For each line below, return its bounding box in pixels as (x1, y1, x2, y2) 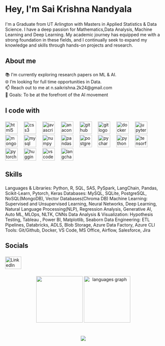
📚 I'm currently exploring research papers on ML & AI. (5, 72, 116, 78)
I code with (5, 106, 40, 115)
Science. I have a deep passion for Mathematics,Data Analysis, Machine (5, 26, 153, 33)
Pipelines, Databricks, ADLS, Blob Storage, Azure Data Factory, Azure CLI (5, 222, 155, 228)
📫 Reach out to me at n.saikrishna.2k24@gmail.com (5, 85, 112, 91)
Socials (5, 241, 29, 250)
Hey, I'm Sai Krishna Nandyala (5, 3, 132, 15)
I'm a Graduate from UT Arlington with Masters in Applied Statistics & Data (5, 21, 157, 27)
